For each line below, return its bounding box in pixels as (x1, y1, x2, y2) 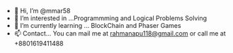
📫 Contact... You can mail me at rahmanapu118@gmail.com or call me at (13, 29, 227, 38)
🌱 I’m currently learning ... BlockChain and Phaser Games (13, 22, 182, 29)
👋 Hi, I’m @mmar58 (13, 7, 71, 15)
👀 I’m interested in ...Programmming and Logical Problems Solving (13, 14, 208, 22)
